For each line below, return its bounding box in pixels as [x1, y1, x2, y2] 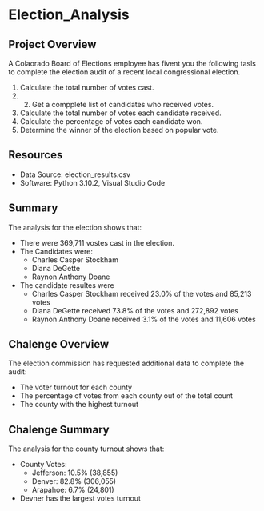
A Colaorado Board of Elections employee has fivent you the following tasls [8, 58, 256, 68]
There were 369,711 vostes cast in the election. [19, 238, 174, 247]
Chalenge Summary [8, 422, 110, 437]
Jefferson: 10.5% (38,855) [31, 468, 118, 477]
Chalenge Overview [8, 337, 110, 351]
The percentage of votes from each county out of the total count [19, 391, 234, 401]
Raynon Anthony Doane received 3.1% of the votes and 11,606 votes [31, 314, 256, 324]
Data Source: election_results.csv [19, 170, 130, 179]
